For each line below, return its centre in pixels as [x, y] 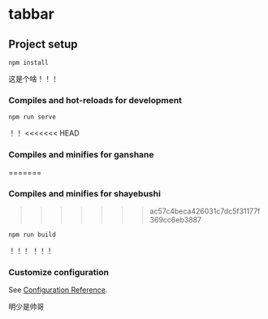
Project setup [43, 44]
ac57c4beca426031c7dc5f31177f [205, 211]
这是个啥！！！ [33, 79]
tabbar [31, 14]
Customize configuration [59, 272]
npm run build [32, 235]
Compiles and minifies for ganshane [81, 155]
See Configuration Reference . [58, 290]
